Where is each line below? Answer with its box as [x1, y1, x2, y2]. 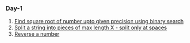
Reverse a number [14, 30, 60, 38]
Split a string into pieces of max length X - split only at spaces [14, 24, 167, 31]
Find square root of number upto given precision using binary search [14, 18, 184, 25]
